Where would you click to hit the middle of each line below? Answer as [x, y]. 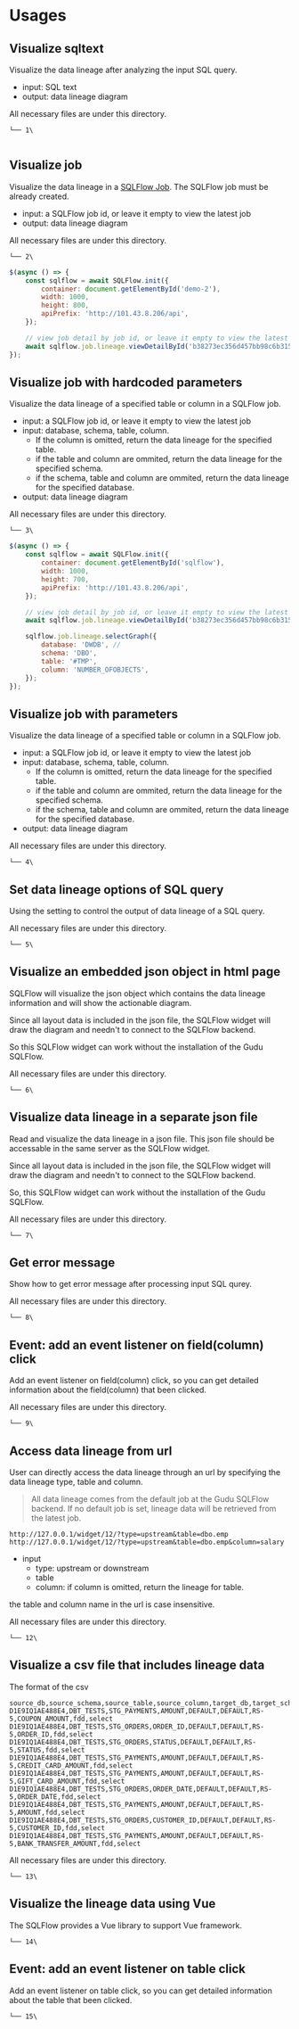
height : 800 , [65, 305]
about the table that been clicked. [71, 2000]
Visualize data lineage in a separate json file [133, 1117]
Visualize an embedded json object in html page [145, 972]
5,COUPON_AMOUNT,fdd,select [61, 1719]
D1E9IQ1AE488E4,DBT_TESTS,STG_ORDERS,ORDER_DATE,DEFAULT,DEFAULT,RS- [141, 1789]
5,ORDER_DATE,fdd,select [55, 1797]
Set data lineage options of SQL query [117, 890]
